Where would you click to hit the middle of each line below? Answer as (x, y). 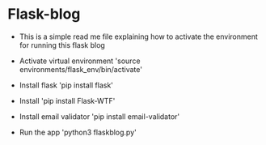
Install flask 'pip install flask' (66, 85)
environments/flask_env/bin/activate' (81, 69)
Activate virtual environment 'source (80, 61)
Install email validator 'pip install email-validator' (99, 116)
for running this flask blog (62, 45)
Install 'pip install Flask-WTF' (67, 100)
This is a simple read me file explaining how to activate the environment (138, 36)
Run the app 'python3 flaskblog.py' (78, 132)
